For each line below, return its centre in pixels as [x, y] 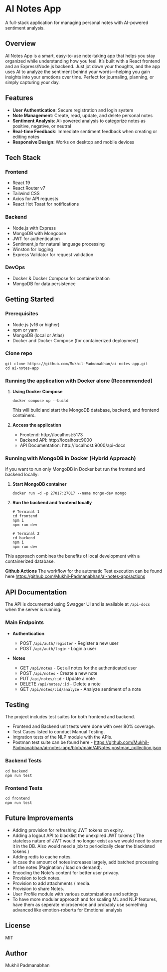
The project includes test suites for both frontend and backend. [70, 717]
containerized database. [30, 561]
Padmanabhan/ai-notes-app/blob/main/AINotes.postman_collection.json [87, 748]
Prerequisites [22, 314]
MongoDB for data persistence [44, 284]
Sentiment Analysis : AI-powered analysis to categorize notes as [79, 121]
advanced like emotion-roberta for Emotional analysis [67, 910]
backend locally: [22, 474]
